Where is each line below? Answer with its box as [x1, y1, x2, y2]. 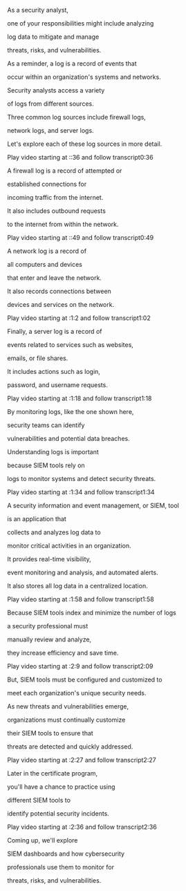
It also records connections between [7, 287, 112, 295]
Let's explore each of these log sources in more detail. [7, 140, 162, 148]
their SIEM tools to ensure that [7, 729, 93, 737]
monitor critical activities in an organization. [7, 542, 131, 550]
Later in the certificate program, [7, 769, 98, 777]
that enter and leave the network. [7, 274, 102, 282]
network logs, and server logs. [7, 126, 95, 134]
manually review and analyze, [7, 635, 92, 644]
